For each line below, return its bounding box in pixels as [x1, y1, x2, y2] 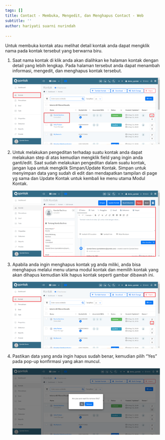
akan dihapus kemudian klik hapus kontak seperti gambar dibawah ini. [12, 272, 155, 278]
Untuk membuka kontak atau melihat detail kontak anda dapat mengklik [5, 43, 150, 49]
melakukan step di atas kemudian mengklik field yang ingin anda [12, 155, 143, 160]
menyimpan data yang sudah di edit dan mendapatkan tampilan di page [12, 170, 157, 176]
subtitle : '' [5, 18, 32, 23]
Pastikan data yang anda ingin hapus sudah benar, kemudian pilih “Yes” [12, 353, 157, 359]
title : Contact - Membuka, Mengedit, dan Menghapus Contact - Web [5, 13, 144, 18]
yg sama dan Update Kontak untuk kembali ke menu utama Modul [12, 175, 146, 181]
